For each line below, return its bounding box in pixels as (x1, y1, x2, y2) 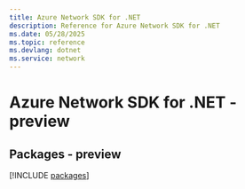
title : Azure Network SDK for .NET (9, 12, 141, 22)
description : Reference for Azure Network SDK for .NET (9, 21, 220, 30)
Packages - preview (9, 146, 122, 161)
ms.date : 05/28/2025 (9, 29, 86, 38)
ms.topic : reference (9, 37, 86, 47)
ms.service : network (9, 54, 86, 63)
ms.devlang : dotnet (9, 46, 82, 55)
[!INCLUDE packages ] (9, 170, 90, 180)
